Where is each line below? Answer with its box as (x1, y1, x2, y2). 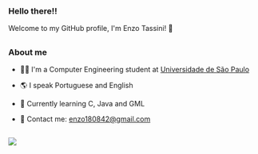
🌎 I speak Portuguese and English (19, 81, 133, 90)
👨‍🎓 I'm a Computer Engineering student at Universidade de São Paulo (19, 65, 250, 75)
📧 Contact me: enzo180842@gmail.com (19, 114, 151, 124)
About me (8, 46, 48, 57)
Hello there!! (8, 6, 58, 17)
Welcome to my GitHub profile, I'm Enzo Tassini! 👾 (8, 24, 173, 33)
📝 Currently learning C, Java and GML (19, 99, 145, 109)
